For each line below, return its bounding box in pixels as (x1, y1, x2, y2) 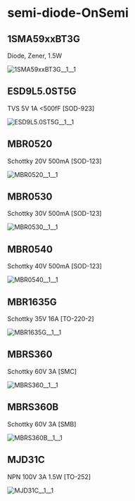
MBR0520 (7, 138, 53, 150)
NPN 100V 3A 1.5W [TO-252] (7, 472, 91, 481)
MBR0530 (7, 191, 53, 203)
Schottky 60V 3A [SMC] (7, 367, 77, 375)
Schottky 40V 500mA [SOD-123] (7, 262, 102, 271)
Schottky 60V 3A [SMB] (7, 419, 77, 428)
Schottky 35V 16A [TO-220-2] (7, 315, 94, 323)
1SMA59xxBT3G (7, 33, 81, 45)
